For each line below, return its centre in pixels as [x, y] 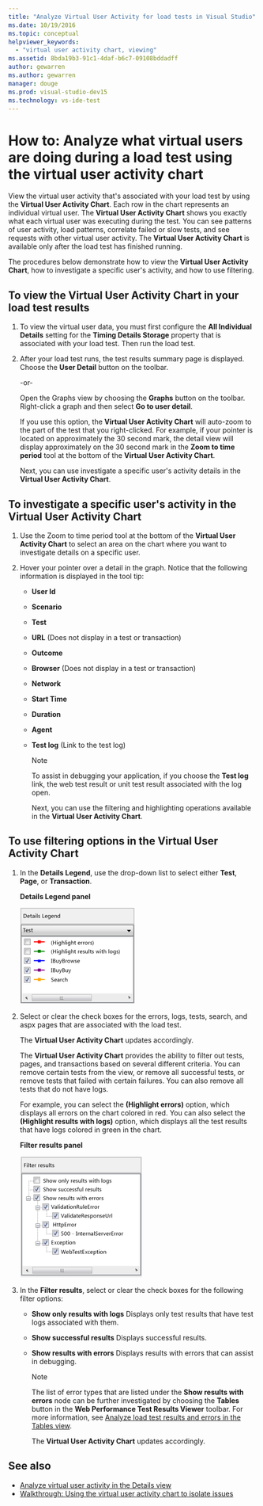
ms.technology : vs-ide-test [54, 100]
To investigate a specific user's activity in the [122, 504]
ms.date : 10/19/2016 [42, 25]
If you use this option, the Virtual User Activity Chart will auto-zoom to [135, 422]
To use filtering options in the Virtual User [113, 841]
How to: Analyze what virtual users [126, 141]
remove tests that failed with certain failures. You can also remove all [131, 1081]
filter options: [41, 1298]
